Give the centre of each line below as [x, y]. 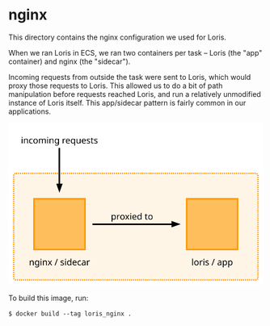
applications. [30, 111]
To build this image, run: [49, 298]
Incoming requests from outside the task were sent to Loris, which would [130, 77]
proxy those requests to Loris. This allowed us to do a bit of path [116, 86]
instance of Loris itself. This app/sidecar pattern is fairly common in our [127, 102]
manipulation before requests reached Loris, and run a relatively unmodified [135, 94]
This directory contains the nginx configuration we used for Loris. [117, 37]
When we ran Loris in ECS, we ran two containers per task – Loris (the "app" [135, 52]
